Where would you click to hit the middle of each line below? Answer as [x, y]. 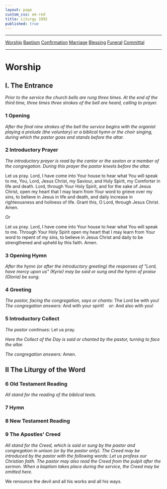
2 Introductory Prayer [32, 150]
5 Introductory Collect [32, 319]
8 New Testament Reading [38, 421]
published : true [22, 24]
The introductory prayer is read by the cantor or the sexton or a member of [82, 161]
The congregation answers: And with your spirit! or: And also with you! [79, 306]
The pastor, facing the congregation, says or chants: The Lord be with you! [82, 300]
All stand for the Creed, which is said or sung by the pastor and [70, 445]
